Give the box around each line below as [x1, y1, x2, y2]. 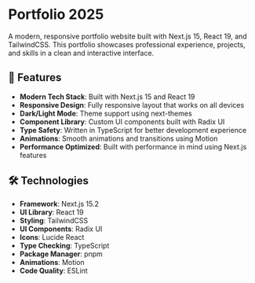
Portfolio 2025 [8, 6, 104, 24]
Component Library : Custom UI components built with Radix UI [19, 116, 225, 127]
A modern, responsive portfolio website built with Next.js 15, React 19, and [8, 31, 247, 41]
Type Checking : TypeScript [19, 241, 110, 250]
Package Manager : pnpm [19, 249, 104, 259]
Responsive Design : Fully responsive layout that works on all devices [19, 100, 245, 109]
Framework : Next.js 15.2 [19, 199, 100, 208]
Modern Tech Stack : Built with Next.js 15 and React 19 [19, 92, 195, 101]
